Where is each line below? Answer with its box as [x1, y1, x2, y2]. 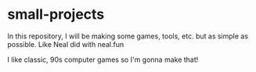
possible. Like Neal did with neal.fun [7, 39, 124, 49]
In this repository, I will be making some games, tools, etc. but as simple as [7, 31, 248, 41]
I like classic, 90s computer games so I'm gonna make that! [7, 55, 199, 64]
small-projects [7, 5, 105, 23]
